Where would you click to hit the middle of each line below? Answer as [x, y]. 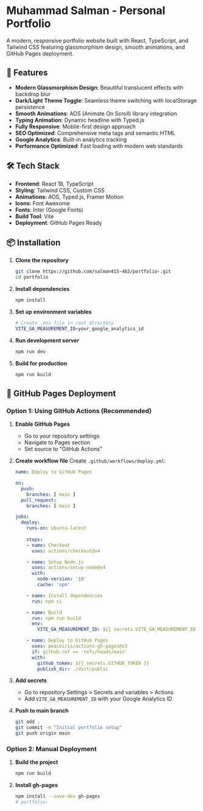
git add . [28, 722]
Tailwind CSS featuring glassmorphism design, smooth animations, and [96, 47]
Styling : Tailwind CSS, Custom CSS [60, 190]
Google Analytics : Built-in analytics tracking [71, 139]
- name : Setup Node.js [55, 562]
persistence [30, 107]
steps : [35, 539]
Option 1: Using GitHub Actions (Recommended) [79, 411]
